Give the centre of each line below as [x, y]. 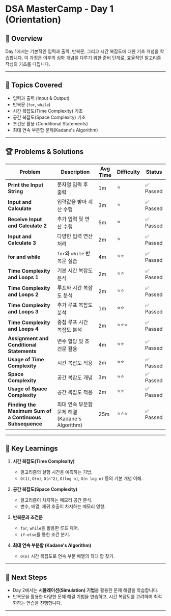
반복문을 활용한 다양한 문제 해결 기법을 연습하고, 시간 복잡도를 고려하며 [82, 597]
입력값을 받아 [72, 202]
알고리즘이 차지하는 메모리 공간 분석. [56, 500]
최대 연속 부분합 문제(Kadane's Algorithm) [55, 130]
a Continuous [25, 417]
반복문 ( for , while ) [32, 104]
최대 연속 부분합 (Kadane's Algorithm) [52, 545]
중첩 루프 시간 [72, 322]
